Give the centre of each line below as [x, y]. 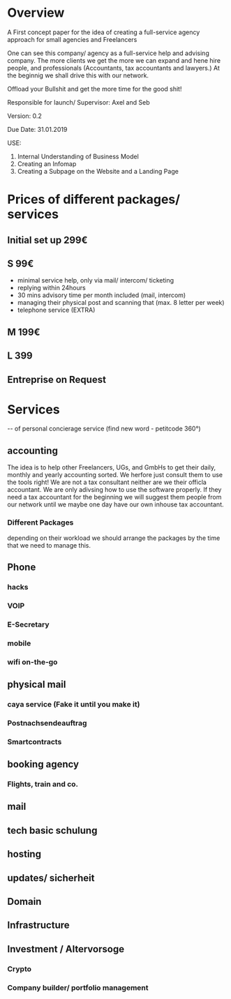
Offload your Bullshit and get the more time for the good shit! [95, 89]
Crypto [20, 969]
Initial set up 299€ [47, 240]
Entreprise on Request [57, 379]
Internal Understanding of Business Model [78, 156]
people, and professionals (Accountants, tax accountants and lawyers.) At [113, 68]
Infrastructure [38, 925]
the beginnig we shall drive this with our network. [78, 75]
